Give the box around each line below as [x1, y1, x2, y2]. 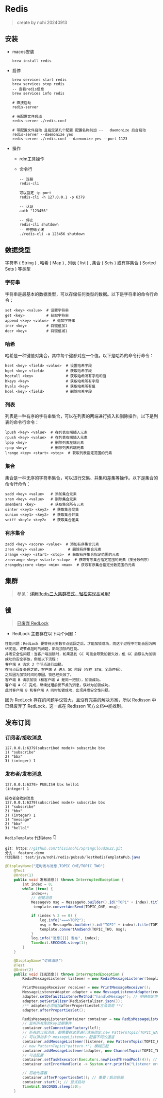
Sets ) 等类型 [5, 266, 31, 272]
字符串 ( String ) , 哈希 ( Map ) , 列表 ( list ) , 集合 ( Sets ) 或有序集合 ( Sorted [5, 259, 156, 266]
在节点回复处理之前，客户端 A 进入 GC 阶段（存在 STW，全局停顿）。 [5, 667, 125, 672]
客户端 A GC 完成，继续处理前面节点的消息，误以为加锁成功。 [5, 682, 113, 687]
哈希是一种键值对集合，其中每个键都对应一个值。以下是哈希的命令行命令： [5, 353, 154, 359]
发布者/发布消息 [5, 770, 42, 777]
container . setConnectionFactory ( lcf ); [22, 1025, 101, 1030]
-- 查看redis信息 [12, 87, 45, 91]
